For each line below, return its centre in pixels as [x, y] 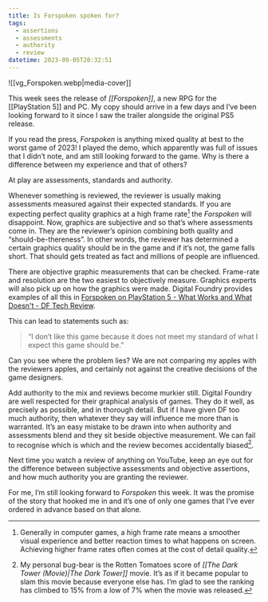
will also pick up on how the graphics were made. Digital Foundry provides [130, 289]
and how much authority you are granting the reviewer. [99, 477]
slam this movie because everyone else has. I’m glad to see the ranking [137, 582]
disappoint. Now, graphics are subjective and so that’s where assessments [131, 222]
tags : [17, 23]
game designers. [36, 377]
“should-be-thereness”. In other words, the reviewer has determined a [124, 239]
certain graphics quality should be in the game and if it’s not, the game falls [132, 247]
